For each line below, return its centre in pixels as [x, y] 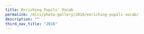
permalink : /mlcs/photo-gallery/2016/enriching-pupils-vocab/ [72, 14]
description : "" [22, 19]
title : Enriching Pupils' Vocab [39, 10]
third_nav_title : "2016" [31, 24]
